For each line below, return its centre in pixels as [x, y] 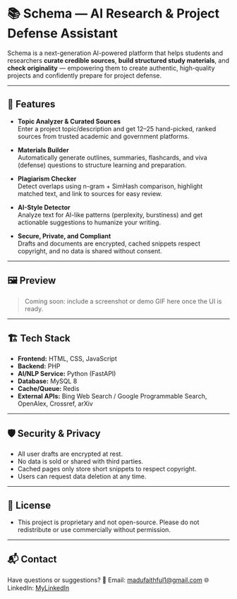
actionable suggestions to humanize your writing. [89, 222]
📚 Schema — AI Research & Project [114, 14]
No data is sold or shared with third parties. [80, 461]
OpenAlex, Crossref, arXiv [55, 404]
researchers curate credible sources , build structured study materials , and [119, 60]
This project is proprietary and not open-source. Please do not [108, 522]
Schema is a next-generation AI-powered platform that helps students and [115, 53]
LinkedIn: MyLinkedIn [38, 588]
